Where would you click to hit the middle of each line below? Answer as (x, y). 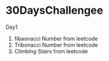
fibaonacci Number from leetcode (56, 38)
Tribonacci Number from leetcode (56, 45)
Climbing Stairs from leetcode (51, 51)
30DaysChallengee (54, 10)
